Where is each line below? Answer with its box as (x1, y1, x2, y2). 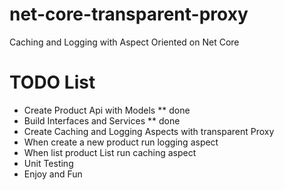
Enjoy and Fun (23, 168, 83, 180)
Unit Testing (23, 157, 74, 169)
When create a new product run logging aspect (23, 136, 219, 148)
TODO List (9, 71, 96, 94)
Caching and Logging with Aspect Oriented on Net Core (9, 36, 240, 48)
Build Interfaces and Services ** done (23, 114, 181, 127)
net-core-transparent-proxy (9, 3, 249, 26)
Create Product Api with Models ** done (23, 104, 191, 116)
